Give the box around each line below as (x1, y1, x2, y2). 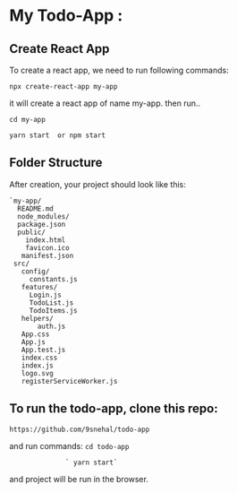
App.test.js (21, 345, 66, 354)
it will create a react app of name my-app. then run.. (9, 98, 201, 108)
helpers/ (21, 314, 54, 323)
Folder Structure (9, 155, 103, 170)
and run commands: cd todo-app (9, 440, 130, 451)
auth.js (37, 322, 66, 331)
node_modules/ (17, 212, 70, 221)
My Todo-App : (9, 5, 123, 26)
